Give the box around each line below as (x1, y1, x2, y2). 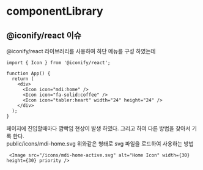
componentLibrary (6, 4, 103, 18)
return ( (12, 76, 34, 82)
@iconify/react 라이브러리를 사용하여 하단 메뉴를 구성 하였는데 (6, 48, 156, 54)
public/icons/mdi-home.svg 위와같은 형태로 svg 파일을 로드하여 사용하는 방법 (6, 140, 194, 147)
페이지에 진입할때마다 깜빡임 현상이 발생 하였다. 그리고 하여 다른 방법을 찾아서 (6, 125, 191, 132)
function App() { (6, 70, 51, 76)
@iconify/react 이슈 (6, 30, 81, 40)
